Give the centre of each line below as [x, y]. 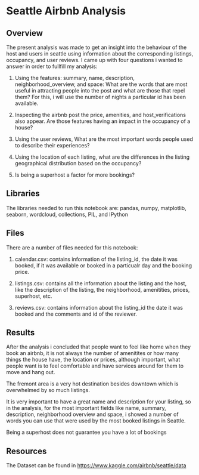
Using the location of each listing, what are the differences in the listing [102, 157]
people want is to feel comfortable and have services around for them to [95, 366]
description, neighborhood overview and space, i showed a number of [92, 414]
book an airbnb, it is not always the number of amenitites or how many [93, 353]
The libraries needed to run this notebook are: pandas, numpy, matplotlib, [96, 208]
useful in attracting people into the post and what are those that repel [100, 90]
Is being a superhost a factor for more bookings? [75, 175]
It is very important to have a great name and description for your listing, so [99, 402]
